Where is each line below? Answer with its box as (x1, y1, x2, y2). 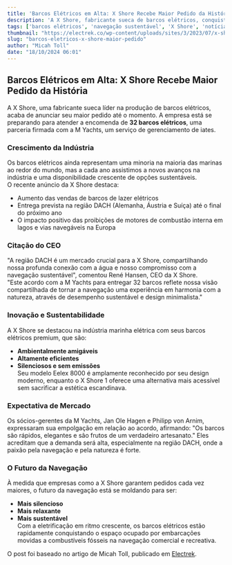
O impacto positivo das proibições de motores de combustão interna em (17, 216, 223, 224)
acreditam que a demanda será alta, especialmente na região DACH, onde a (7, 438, 223, 447)
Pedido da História (7, 85, 88, 97)
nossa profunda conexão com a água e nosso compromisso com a (7, 263, 197, 272)
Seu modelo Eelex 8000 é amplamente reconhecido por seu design (17, 369, 209, 377)
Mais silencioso (17, 499, 64, 508)
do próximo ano (17, 208, 62, 216)
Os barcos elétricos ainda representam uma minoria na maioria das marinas (7, 158, 222, 167)
